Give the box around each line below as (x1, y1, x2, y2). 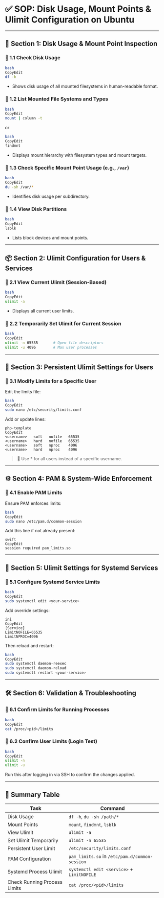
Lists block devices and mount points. (12, 235, 89, 240)
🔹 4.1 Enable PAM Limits (5, 489, 62, 496)
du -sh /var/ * (5, 185, 34, 189)
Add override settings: (5, 607, 50, 613)
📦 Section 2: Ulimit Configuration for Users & (5, 254, 146, 262)
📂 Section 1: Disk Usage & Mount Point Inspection (5, 40, 158, 48)
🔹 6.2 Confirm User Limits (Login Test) (5, 738, 98, 745)
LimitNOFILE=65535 (5, 630, 42, 635)
